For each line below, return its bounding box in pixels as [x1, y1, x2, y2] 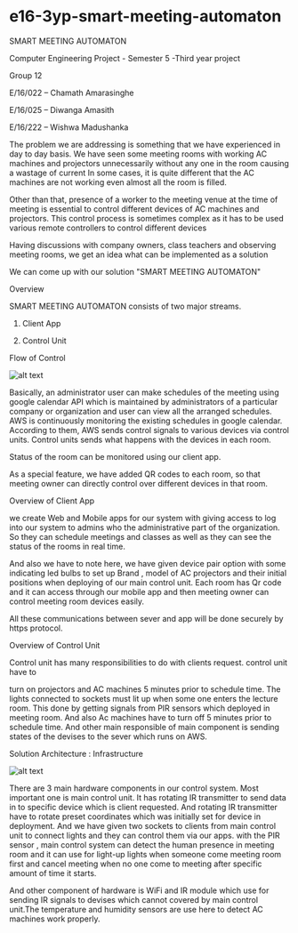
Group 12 [9, 69, 43, 81]
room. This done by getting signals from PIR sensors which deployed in [9, 703, 270, 713]
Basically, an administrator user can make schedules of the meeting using [9, 387, 279, 398]
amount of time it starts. [9, 867, 97, 878]
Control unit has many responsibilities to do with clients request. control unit [9, 656, 287, 668]
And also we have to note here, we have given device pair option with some [9, 558, 286, 568]
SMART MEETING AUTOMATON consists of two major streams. [9, 301, 242, 311]
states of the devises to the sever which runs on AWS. [9, 731, 207, 742]
